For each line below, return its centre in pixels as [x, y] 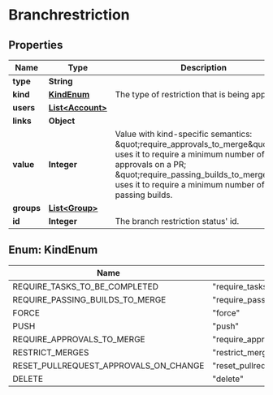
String [61, 81]
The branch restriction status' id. [177, 221]
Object [62, 121]
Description [204, 68]
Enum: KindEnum [53, 250]
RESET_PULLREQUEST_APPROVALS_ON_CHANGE [108, 365]
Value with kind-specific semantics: [184, 134]
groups [27, 208]
